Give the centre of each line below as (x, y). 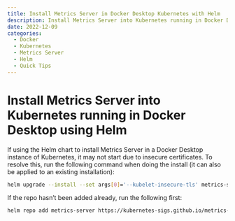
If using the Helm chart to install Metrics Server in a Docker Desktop (105, 149)
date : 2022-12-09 (33, 27)
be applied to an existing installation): (61, 171)
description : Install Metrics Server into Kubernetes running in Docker (115, 20)
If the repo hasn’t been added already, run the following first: (95, 198)
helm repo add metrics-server (51, 211)
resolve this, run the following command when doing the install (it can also (114, 164)
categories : (24, 33)
